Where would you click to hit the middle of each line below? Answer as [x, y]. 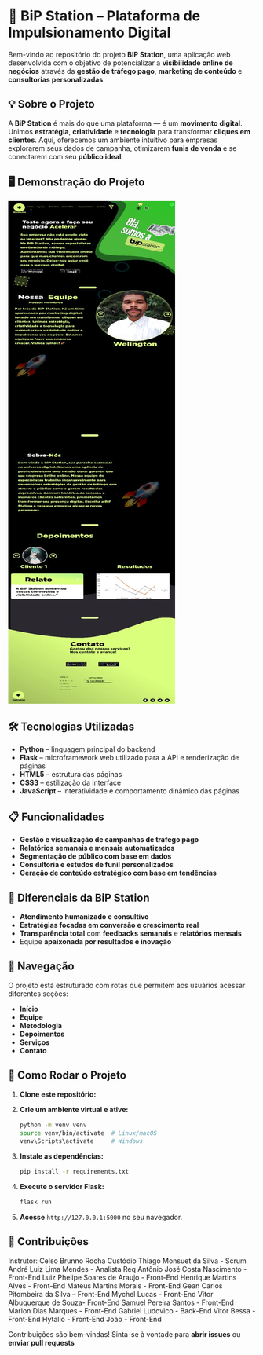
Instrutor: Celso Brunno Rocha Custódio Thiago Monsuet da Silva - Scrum [128, 1261]
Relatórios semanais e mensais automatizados [97, 848]
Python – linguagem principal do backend [87, 749]
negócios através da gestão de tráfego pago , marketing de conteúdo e [125, 71]
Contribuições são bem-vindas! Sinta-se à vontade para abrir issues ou [124, 1334]
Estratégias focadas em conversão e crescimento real [109, 925]
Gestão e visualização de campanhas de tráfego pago [109, 840]
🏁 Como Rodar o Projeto [68, 1075]
